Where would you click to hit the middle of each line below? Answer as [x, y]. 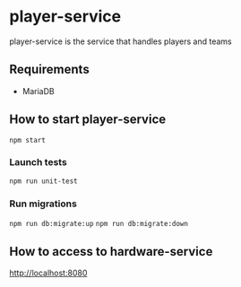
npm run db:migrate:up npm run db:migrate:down [99, 224]
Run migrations [43, 204]
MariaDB [39, 91]
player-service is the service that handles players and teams [120, 41]
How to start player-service [88, 120]
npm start [28, 140]
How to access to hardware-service [111, 252]
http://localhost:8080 [48, 273]
